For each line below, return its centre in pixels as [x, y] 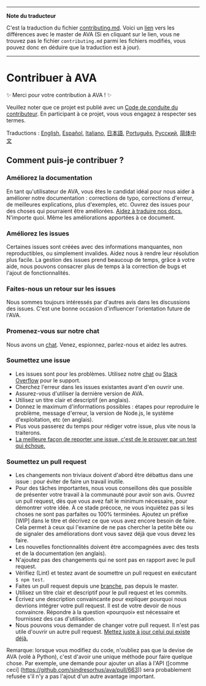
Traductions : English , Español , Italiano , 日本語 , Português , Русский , [93, 133]
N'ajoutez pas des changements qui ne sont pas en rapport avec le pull [105, 560]
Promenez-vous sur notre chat [53, 331]
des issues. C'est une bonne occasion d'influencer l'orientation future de [98, 309]
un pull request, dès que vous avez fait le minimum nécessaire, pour [101, 501]
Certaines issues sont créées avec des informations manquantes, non [94, 246]
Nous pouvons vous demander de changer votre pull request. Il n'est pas [107, 625]
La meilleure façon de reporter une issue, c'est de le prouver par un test [106, 439]
